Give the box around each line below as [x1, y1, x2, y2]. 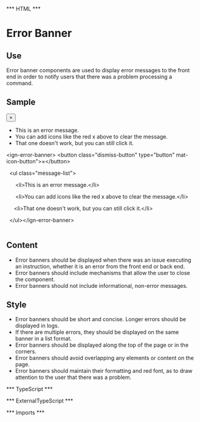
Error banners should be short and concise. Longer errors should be [15, 316, 187, 323]
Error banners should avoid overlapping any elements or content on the [15, 355, 195, 362]
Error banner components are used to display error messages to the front [6, 67, 190, 73]
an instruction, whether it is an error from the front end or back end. [15, 262, 185, 270]
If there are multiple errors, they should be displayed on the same [15, 328, 179, 336]
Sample [6, 97, 36, 107]
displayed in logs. [15, 322, 60, 330]
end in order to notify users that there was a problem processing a [6, 73, 172, 80]
